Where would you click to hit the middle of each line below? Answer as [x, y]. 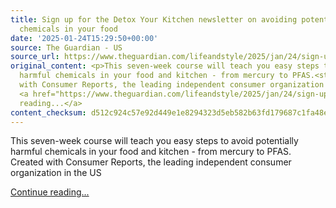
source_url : [35, 57]
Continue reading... [50, 192]
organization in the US [56, 173]
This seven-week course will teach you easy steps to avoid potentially [154, 141]
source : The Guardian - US [66, 47]
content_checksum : [48, 112]
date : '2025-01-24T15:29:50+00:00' [84, 38]
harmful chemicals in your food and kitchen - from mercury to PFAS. [151, 152]
